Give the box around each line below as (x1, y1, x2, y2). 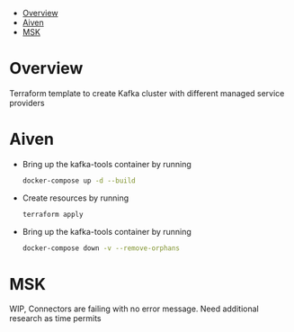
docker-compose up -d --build (22, 175, 137, 185)
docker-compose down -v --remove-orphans (22, 243, 181, 253)
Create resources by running (22, 193, 129, 203)
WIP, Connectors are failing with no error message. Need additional (9, 303, 259, 314)
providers (9, 97, 45, 108)
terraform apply (22, 210, 84, 219)
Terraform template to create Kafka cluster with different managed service (9, 87, 285, 98)
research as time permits (9, 313, 102, 324)
